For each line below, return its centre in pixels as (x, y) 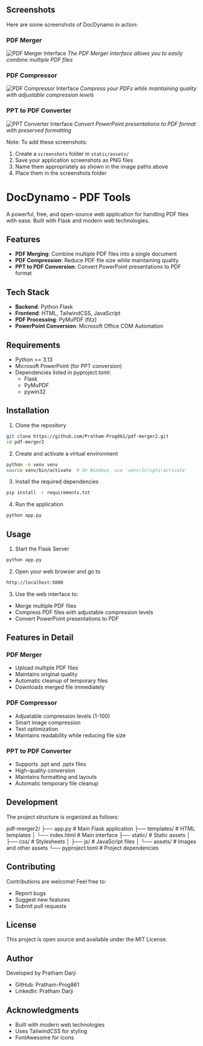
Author (20, 958)
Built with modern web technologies (60, 1025)
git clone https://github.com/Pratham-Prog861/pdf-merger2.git (88, 436)
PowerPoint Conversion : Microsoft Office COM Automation (89, 326)
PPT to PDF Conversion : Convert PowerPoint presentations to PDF (98, 267)
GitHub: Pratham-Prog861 (47, 985)
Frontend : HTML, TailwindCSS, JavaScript (68, 313)
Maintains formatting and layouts (56, 776)
